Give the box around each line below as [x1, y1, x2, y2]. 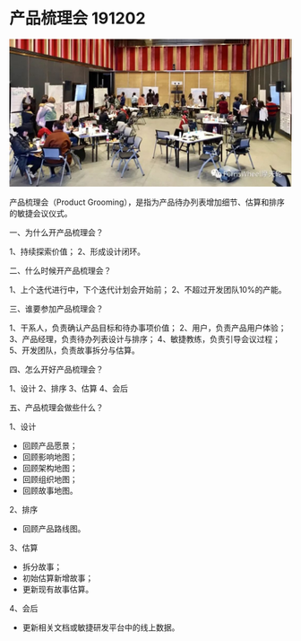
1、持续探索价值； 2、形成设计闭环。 [9, 246, 146, 257]
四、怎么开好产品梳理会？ [9, 364, 104, 374]
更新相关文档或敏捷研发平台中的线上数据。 [21, 621, 180, 633]
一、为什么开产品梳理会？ [9, 226, 104, 238]
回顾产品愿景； [21, 440, 78, 451]
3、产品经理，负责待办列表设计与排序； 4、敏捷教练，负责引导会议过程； [9, 333, 280, 344]
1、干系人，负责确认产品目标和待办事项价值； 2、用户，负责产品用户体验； [9, 322, 287, 333]
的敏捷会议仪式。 [9, 207, 73, 218]
